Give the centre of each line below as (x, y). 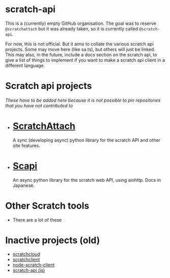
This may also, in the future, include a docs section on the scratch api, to (81, 55)
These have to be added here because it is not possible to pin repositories (83, 100)
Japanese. (24, 185)
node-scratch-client (33, 265)
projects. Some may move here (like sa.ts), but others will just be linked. (80, 49)
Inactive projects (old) (53, 240)
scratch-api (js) (29, 270)
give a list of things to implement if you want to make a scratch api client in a (85, 60)
